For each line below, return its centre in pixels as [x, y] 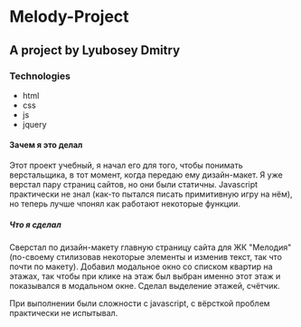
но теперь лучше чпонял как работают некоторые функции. [125, 204]
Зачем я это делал [46, 145]
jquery [34, 124]
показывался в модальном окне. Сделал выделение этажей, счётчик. [145, 286]
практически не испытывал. [64, 313]
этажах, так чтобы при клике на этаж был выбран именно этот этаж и [145, 276]
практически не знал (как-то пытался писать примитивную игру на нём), [151, 194]
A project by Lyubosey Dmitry [95, 50]
